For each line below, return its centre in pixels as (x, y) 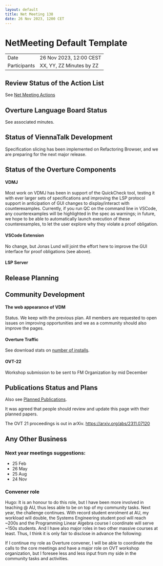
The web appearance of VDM (35, 307)
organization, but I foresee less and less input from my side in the (71, 553)
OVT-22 (13, 361)
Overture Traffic (22, 339)
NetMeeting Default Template (66, 43)
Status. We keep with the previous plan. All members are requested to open (81, 318)
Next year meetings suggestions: (45, 453)
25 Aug (20, 474)
